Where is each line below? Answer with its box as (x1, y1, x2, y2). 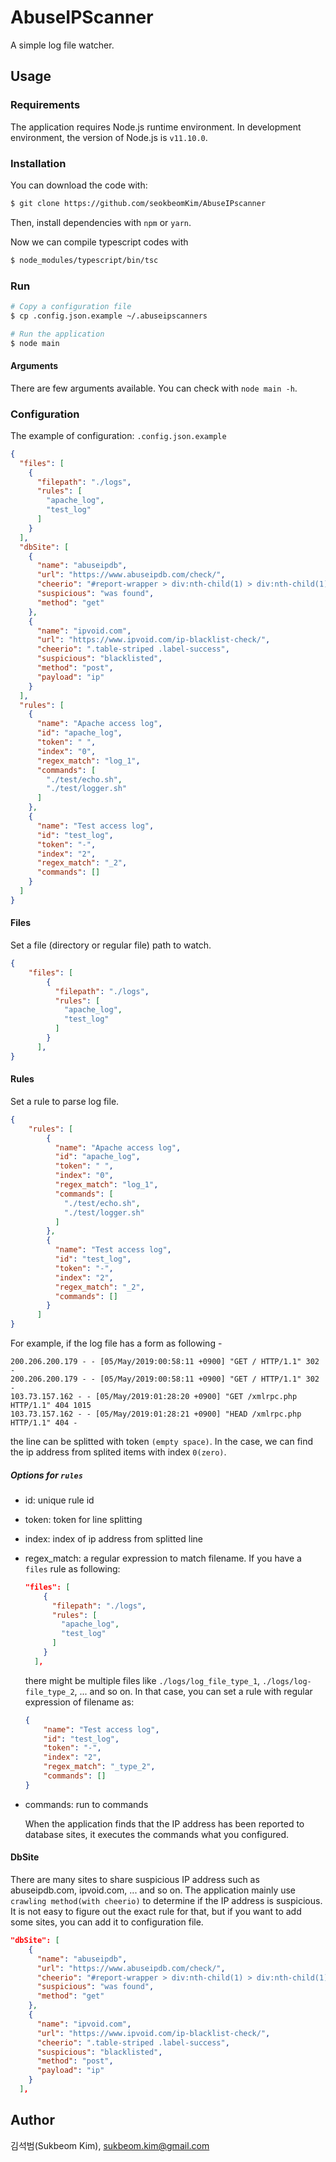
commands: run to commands (24, 1798, 149, 1810)
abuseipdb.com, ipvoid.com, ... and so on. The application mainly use (10, 1884, 297, 1896)
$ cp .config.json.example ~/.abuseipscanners (10, 311, 208, 321)
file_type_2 (24, 1687, 75, 1697)
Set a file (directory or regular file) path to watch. (10, 939, 212, 951)
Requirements (10, 98, 81, 112)
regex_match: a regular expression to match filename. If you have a (24, 1552, 302, 1564)
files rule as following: (24, 1562, 121, 1575)
